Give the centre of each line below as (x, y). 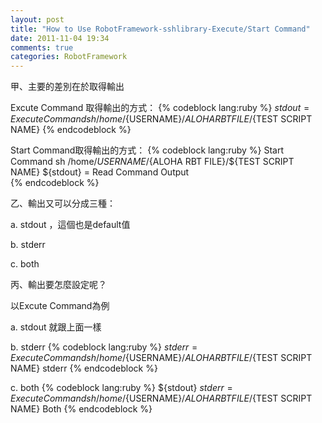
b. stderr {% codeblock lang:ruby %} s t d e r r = (104, 347)
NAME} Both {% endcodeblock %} (81, 409)
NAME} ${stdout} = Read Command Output (100, 172)
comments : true (42, 47)
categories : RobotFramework (69, 57)
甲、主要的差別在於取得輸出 (67, 87)
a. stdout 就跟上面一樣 (56, 327)
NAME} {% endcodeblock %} (71, 130)
